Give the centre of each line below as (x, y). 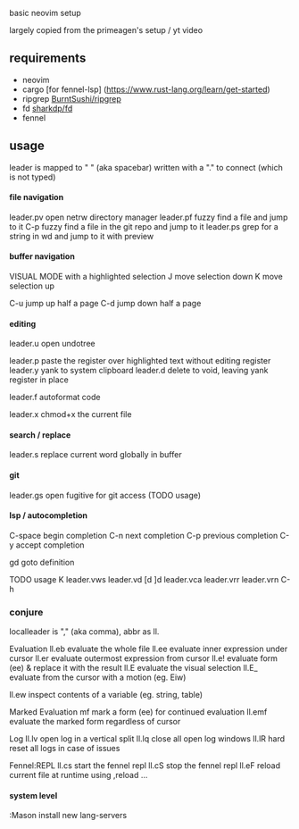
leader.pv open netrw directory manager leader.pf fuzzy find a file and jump (149, 217)
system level (33, 795)
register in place (39, 380)
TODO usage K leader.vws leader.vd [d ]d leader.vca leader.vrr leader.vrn (144, 579)
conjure (26, 612)
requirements (48, 59)
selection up (32, 286)
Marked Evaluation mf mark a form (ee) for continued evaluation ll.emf (138, 712)
